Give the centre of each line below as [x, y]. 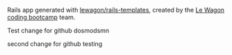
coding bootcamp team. [41, 17]
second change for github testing [55, 44]
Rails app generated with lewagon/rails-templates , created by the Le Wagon [116, 10]
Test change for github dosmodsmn [58, 31]
